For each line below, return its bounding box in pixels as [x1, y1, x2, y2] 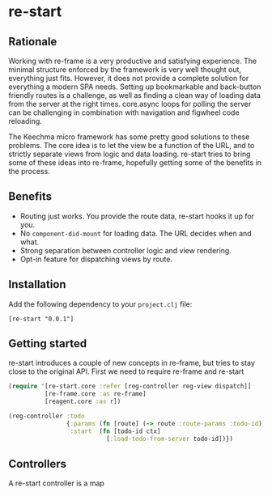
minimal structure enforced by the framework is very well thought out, [8, 65, 241, 74]
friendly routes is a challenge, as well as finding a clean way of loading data [8, 91, 261, 100]
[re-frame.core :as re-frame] [44, 390, 147, 398]
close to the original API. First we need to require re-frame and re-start [8, 367, 244, 376]
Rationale [8, 35, 57, 49]
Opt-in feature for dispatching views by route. [19, 254, 172, 264]
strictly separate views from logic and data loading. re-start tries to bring [8, 149, 251, 159]
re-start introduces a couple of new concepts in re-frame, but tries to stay [8, 358, 255, 368]
